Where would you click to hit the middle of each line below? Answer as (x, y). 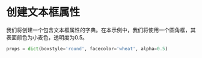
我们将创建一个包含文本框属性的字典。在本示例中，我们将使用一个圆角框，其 (101, 30)
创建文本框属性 (43, 12)
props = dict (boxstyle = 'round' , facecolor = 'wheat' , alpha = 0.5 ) (87, 48)
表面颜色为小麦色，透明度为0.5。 (47, 37)
